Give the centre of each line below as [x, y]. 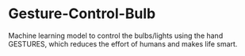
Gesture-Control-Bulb [82, 14]
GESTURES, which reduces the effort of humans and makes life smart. [123, 43]
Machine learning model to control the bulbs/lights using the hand [116, 35]
